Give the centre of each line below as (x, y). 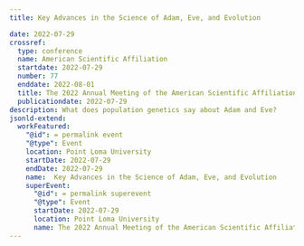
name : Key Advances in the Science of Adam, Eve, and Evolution (152, 177)
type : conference (50, 51)
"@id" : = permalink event (75, 135)
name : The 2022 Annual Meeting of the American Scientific (147, 227)
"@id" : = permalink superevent (92, 194)
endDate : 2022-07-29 (64, 168)
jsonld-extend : (38, 118)
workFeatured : (44, 127)
